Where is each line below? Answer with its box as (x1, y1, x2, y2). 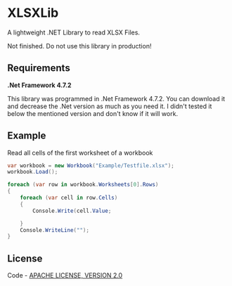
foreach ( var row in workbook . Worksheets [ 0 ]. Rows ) (7, 181, 159, 188)
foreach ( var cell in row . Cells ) (20, 195, 118, 202)
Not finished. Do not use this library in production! (7, 41, 152, 50)
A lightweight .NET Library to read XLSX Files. (7, 28, 141, 37)
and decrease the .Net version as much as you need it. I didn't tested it (7, 102, 212, 110)
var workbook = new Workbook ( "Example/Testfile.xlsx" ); (7, 162, 174, 169)
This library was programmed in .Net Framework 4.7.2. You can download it (7, 94, 226, 103)
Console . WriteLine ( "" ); (20, 226, 90, 233)
